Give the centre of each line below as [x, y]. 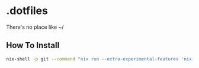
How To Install [33, 45]
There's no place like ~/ [35, 27]
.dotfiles [27, 11]
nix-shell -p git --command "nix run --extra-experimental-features [92, 59]
